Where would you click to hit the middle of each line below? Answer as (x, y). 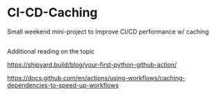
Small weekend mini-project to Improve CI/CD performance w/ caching (108, 32)
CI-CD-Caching (52, 13)
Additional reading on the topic (51, 51)
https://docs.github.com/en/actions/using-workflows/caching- (96, 78)
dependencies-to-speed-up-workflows (63, 85)
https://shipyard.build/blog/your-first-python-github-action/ (92, 65)
